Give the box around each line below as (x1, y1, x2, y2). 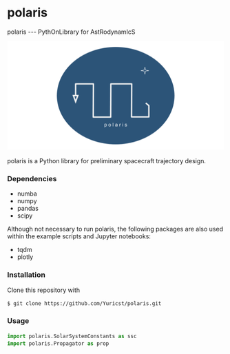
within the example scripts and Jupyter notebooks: (7, 232, 151, 240)
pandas (17, 205, 39, 213)
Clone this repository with (7, 286, 81, 294)
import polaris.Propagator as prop (7, 340, 109, 347)
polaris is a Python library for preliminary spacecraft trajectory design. (7, 156, 207, 165)
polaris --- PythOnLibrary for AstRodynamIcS (7, 28, 136, 36)
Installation (7, 270, 46, 280)
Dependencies (7, 174, 57, 183)
